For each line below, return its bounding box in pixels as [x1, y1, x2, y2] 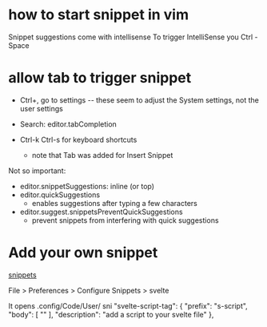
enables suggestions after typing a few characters [31, 198, 197, 208]
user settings [19, 103, 64, 113]
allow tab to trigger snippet [8, 69, 192, 87]
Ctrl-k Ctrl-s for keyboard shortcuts [19, 135, 137, 144]
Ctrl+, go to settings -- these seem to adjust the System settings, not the [19, 95, 260, 105]
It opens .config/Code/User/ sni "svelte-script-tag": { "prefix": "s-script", [8, 301, 248, 310]
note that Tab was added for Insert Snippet [31, 150, 173, 159]
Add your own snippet [8, 244, 158, 262]
